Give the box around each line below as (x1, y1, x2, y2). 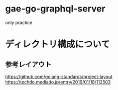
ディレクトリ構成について (5, 38, 110, 50)
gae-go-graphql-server (5, 3, 105, 14)
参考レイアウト (5, 60, 52, 68)
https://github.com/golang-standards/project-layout (5, 73, 113, 79)
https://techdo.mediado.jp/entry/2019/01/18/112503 (5, 78, 111, 85)
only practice (5, 19, 33, 25)
